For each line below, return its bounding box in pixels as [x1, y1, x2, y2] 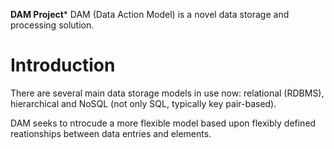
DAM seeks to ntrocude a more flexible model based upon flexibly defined [10, 117, 317, 129]
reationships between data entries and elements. [10, 127, 212, 139]
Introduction [10, 54, 116, 77]
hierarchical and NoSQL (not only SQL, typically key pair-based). [10, 97, 277, 109]
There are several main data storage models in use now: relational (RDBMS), [10, 87, 325, 99]
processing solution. [10, 19, 95, 31]
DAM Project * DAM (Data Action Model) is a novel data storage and [10, 9, 290, 20]
